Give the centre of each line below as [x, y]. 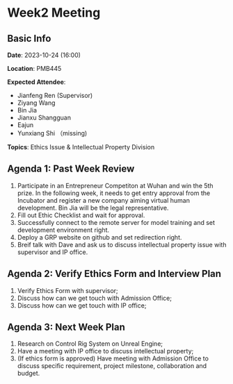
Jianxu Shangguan [44, 117]
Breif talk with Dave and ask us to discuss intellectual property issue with [122, 244]
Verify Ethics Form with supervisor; [67, 290]
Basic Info [29, 39]
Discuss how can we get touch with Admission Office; [95, 298]
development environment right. [63, 230]
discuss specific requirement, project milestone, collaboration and [112, 366]
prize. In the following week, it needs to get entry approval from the [114, 193]
